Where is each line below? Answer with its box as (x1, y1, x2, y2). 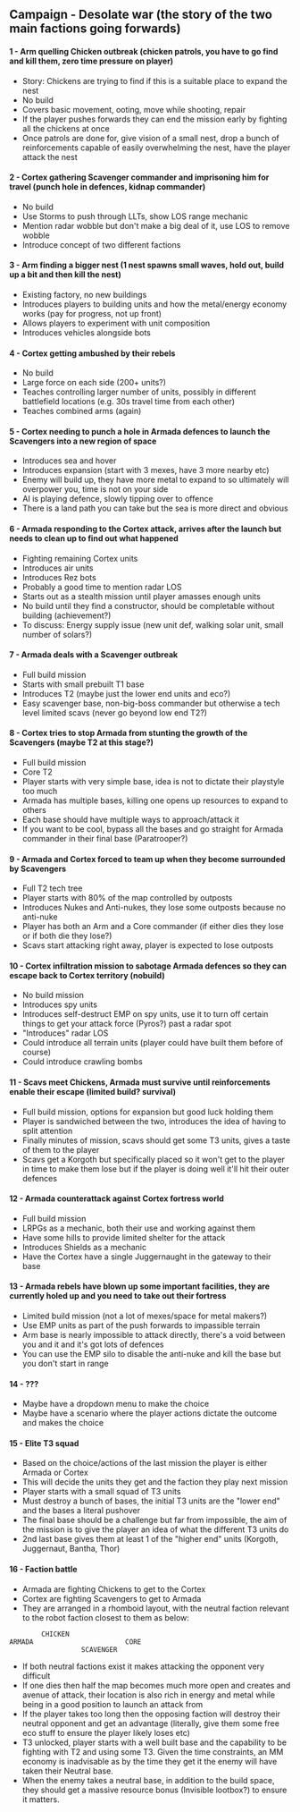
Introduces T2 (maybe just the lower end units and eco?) (21, 688, 231, 699)
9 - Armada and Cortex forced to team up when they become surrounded (9, 853, 286, 864)
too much (21, 786, 58, 797)
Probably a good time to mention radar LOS (21, 581, 182, 592)
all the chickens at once (21, 123, 110, 133)
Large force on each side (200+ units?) (21, 377, 167, 388)
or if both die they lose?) (21, 930, 112, 942)
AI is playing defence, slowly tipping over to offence (21, 494, 213, 504)
